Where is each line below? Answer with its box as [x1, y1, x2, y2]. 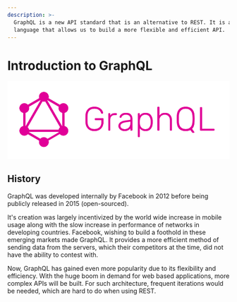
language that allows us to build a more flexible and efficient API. [13, 26, 226, 33]
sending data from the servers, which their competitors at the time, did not [7, 243, 224, 251]
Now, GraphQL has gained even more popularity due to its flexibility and [7, 264, 217, 272]
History [7, 173, 41, 185]
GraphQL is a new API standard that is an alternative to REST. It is [13, 18, 226, 26]
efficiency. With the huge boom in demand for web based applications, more [7, 272, 230, 280]
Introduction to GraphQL [7, 57, 153, 73]
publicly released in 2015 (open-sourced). [7, 199, 129, 207]
